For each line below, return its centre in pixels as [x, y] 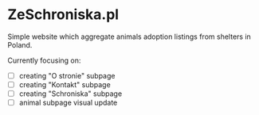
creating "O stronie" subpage [67, 75]
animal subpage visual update [68, 103]
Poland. [20, 44]
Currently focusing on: [44, 60]
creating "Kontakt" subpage [65, 84]
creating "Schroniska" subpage [71, 94]
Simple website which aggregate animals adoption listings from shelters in [129, 36]
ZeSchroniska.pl [63, 15]
